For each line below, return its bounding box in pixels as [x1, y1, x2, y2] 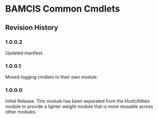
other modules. [5, 109, 37, 115]
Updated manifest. [5, 50, 44, 56]
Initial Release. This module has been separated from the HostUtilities [5, 98, 150, 104]
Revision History [5, 23, 59, 32]
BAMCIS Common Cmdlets [5, 3, 120, 15]
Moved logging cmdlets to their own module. [5, 74, 98, 80]
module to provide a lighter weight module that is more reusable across [5, 103, 153, 109]
